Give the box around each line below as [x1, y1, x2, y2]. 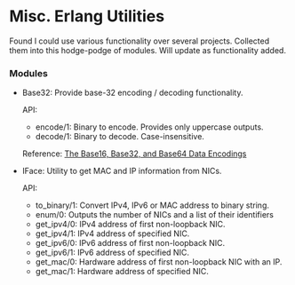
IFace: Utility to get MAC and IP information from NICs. [21, 166, 222, 177]
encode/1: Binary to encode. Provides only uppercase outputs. [35, 122, 264, 132]
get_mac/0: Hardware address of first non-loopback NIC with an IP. [35, 257, 283, 267]
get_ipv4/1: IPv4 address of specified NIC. [35, 228, 190, 239]
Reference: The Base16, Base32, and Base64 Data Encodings [21, 148, 247, 159]
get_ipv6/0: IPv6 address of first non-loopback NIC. [35, 238, 226, 249]
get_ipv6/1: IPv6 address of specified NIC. [35, 247, 189, 258]
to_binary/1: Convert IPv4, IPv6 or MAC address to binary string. [35, 200, 269, 210]
